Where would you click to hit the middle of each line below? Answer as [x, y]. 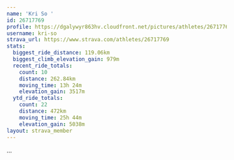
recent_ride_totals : [43, 66]
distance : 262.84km [47, 79]
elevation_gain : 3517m [52, 92]
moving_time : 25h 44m [50, 117]
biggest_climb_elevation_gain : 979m [66, 59]
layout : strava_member [39, 131]
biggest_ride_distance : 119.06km [61, 53]
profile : [19, 27]
